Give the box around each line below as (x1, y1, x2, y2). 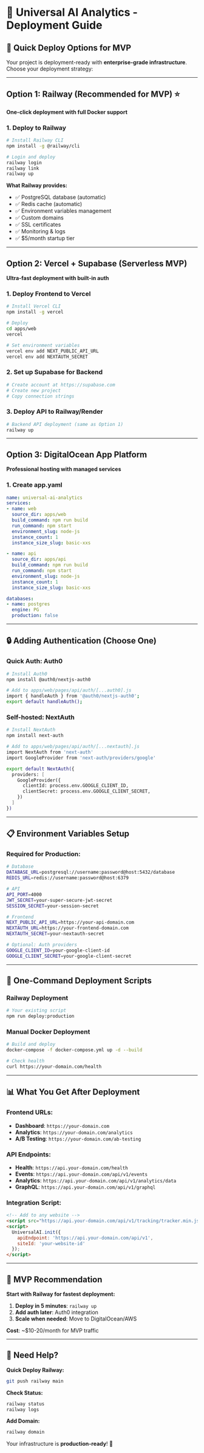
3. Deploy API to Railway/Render (6, 407, 103, 416)
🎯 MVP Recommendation (6, 1274, 103, 1285)
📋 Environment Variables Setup (6, 829, 129, 839)
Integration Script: (6, 1198, 62, 1207)
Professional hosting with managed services (6, 465, 121, 473)
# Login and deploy (6, 154, 56, 160)
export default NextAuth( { (6, 766, 75, 772)
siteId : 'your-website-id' (17, 1240, 86, 1246)
